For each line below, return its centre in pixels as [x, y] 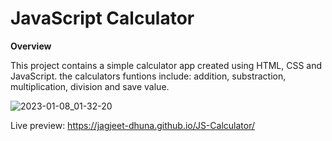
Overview [31, 46]
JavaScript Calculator [102, 18]
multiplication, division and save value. [90, 86]
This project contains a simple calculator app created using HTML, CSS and [166, 65]
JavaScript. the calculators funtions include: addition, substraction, [148, 76]
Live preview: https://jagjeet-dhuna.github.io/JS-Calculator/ [133, 125]
